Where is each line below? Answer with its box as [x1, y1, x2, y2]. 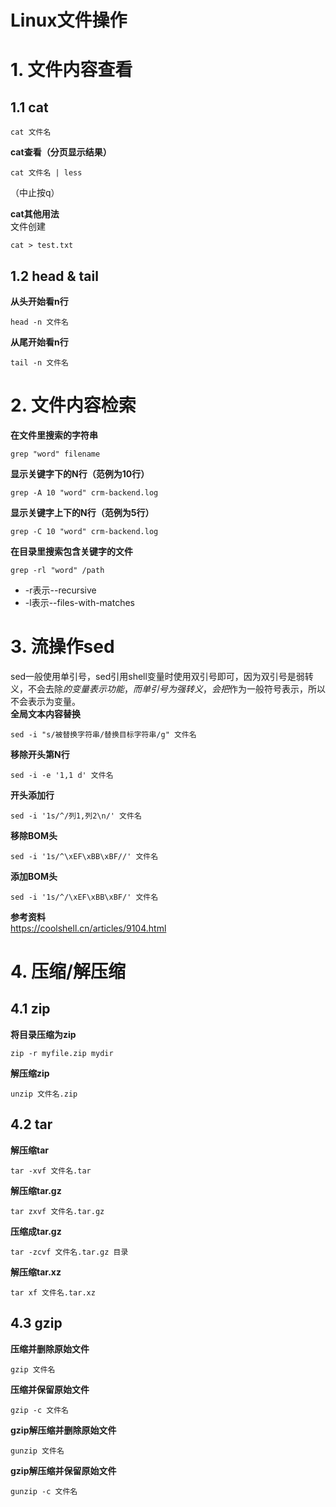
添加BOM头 [10, 870, 58, 882]
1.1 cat [10, 99, 49, 116]
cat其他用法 [10, 208, 60, 220]
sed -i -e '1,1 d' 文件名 [10, 770, 114, 780]
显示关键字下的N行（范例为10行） [10, 467, 150, 480]
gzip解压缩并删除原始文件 [10, 1424, 117, 1436]
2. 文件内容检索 [10, 394, 137, 417]
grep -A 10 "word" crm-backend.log [10, 487, 159, 498]
